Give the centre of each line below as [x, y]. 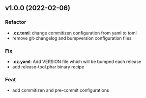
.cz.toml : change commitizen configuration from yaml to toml [74, 33]
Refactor [16, 22]
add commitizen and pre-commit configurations [60, 90]
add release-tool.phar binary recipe [48, 66]
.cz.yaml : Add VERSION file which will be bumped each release [77, 62]
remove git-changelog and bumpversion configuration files [72, 38]
